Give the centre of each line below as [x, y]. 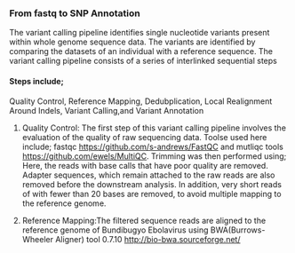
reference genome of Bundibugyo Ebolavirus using [115, 230]
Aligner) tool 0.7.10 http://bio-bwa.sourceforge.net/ [147, 239]
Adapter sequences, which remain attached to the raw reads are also [148, 175]
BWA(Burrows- [238, 230]
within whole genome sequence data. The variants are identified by [132, 42]
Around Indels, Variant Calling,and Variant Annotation [107, 110]
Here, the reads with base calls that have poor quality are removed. [145, 165]
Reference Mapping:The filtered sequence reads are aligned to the [144, 220]
